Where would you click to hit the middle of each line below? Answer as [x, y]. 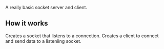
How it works [27, 23]
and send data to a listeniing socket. [43, 41]
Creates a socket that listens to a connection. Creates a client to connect [82, 36]
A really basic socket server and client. [46, 7]
